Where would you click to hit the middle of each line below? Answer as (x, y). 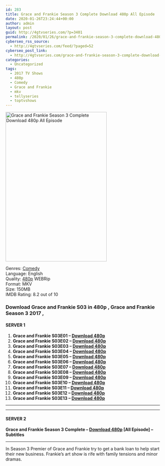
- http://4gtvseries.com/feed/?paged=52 (52, 46)
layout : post (19, 28)
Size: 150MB (18, 289)
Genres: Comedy (23, 269)
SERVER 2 (16, 418)
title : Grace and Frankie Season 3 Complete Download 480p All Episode (80, 14)
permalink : (17, 37)
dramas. (14, 459)
